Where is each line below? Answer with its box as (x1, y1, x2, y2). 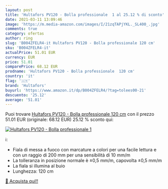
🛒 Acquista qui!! (5, 178, 39, 184)
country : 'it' (5, 74, 36, 79)
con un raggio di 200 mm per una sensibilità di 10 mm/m (12, 152, 130, 158)
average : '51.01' (5, 97, 42, 102)
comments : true (5, 26, 38, 31)
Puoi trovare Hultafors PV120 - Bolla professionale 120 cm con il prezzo (5, 111, 155, 117)
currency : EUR (5, 54, 36, 60)
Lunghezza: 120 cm (12, 168, 54, 174)
